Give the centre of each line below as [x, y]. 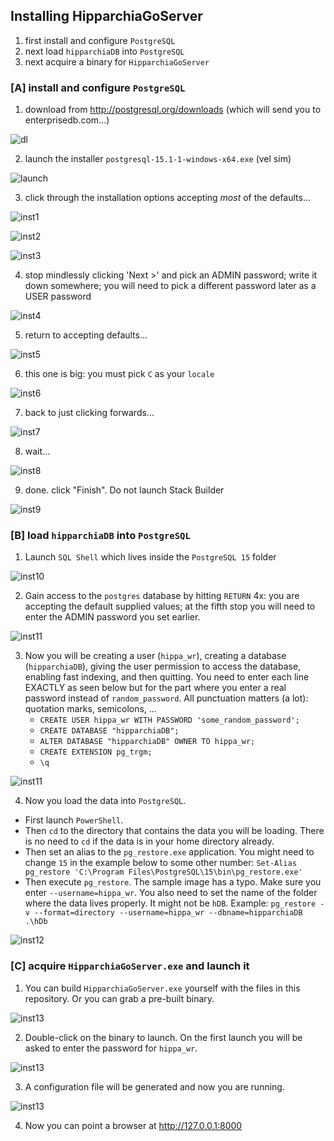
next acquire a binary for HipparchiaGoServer [117, 61]
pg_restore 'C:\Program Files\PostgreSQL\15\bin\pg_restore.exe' [163, 872]
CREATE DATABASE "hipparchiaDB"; [109, 731]
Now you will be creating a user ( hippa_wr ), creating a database [155, 656]
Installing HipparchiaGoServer [106, 16]
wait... [37, 451]
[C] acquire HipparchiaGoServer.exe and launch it [130, 966]
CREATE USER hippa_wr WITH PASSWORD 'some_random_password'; [169, 720]
